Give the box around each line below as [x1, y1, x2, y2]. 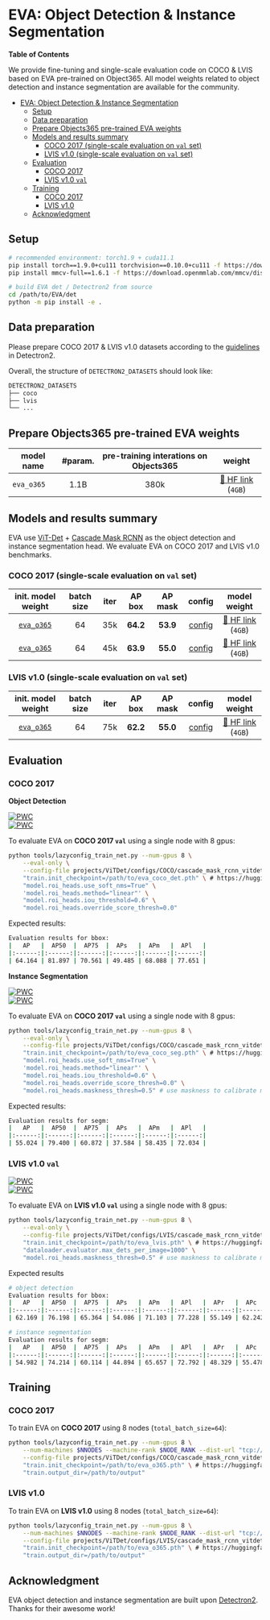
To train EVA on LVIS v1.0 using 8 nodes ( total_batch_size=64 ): [8, 1506, 219, 1515]
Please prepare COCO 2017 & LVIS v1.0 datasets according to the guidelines [8, 342, 260, 351]
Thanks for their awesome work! [8, 1603, 116, 1613]
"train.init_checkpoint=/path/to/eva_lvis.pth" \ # [22, 1239, 199, 1247]
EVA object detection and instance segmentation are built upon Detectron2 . [8, 1595, 259, 1605]
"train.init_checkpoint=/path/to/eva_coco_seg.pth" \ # [22, 1049, 215, 1057]
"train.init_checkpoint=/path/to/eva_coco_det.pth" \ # [22, 874, 215, 882]
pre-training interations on [102, 450, 207, 462]
